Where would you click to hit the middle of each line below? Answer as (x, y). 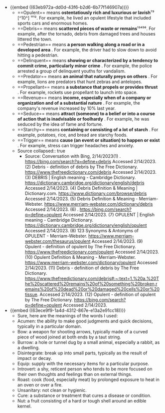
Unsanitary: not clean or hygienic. (52, 390)
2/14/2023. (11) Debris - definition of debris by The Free (82, 268)
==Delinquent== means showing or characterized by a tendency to (87, 60)
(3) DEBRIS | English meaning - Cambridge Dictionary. (80, 177)
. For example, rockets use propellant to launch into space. (78, 92)
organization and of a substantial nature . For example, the (79, 103)
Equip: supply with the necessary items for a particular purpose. (83, 363)
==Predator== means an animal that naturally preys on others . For (87, 76)
